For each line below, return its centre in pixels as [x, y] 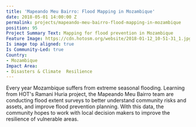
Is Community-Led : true [35, 50]
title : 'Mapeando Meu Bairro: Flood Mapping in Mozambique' [81, 11]
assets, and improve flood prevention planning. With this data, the [85, 107]
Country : [17, 55]
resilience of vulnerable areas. [42, 119]
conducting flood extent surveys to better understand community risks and [96, 101]
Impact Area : [22, 66]
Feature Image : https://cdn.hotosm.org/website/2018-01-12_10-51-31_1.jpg [99, 39]
